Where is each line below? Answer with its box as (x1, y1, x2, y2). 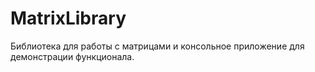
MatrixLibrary (10, 7, 127, 30)
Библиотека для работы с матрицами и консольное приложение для (10, 40, 305, 52)
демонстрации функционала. (10, 50, 135, 62)
